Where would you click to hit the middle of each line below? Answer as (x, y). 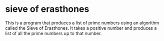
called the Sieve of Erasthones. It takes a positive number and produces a (81, 28)
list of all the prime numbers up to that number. (53, 33)
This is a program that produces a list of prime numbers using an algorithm (82, 23)
